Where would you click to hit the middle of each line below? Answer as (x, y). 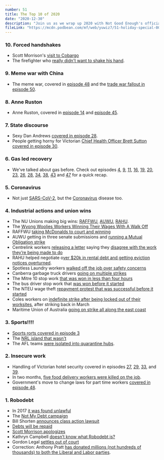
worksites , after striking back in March (51, 305)
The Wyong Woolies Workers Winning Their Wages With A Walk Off (80, 227)
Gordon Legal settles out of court (45, 442)
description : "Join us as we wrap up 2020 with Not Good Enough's (74, 23)
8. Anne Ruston (24, 102)
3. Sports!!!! (20, 322)
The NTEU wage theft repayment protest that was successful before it (83, 289)
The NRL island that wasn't (39, 338)
